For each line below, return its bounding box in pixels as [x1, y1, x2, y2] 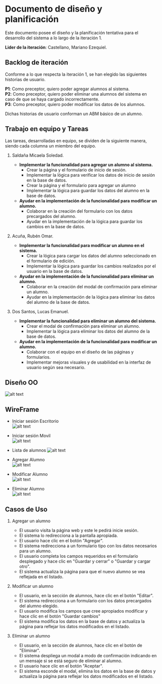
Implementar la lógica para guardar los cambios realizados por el [26, 263, 156, 269]
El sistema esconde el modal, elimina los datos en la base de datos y [19, 668, 156, 674]
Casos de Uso [5, 505, 47, 513]
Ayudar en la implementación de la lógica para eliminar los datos [26, 294, 155, 300]
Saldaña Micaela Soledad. [12, 152, 64, 158]
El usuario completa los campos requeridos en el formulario [19, 553, 138, 559]
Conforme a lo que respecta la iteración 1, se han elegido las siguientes [5, 71, 147, 77]
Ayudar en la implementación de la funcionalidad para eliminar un [19, 273, 154, 279]
